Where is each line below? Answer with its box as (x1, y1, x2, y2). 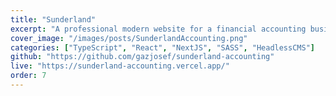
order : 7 (10, 71, 47, 81)
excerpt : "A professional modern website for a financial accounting (10, 24, 307, 34)
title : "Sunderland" (10, 14, 97, 25)
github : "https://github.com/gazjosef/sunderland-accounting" (10, 52, 275, 62)
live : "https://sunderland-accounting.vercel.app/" (10, 61, 230, 71)
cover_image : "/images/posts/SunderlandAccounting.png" (10, 33, 248, 43)
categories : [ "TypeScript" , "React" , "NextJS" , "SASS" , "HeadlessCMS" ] (10, 42, 315, 53)
